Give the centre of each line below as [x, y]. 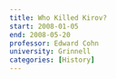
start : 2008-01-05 [44, 26]
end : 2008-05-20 [40, 35]
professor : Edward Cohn [54, 43]
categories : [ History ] [52, 60]
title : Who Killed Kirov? [58, 18]
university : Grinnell [50, 52]
